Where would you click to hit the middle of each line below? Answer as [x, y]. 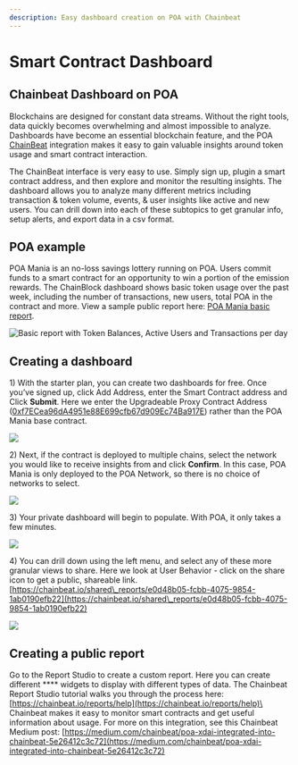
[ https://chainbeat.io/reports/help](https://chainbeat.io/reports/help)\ [136, 703]
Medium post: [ [37, 732]
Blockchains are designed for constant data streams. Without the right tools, [149, 116]
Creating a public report [77, 653]
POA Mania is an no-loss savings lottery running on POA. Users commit [141, 268]
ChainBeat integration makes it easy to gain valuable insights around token [146, 145]
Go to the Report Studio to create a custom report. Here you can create [140, 675]
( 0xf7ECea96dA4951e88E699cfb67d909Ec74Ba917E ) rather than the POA [146, 411]
